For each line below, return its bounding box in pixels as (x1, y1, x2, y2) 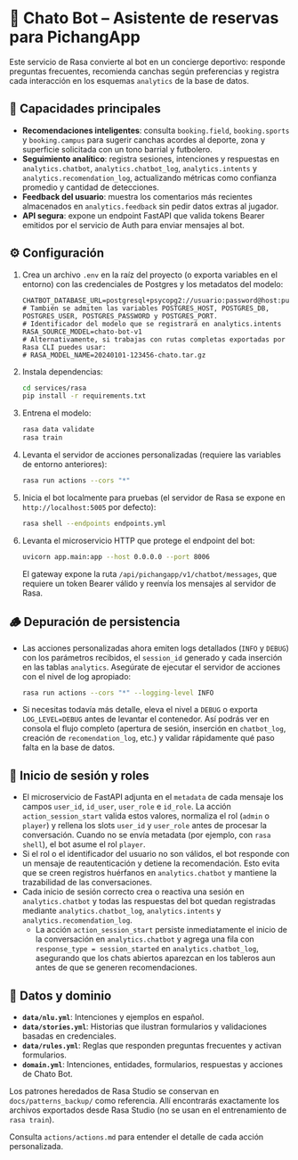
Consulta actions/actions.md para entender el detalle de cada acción (9, 1131, 264, 1142)
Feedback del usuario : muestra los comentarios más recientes (21, 191, 254, 202)
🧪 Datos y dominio (9, 988, 112, 1003)
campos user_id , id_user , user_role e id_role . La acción (21, 802, 231, 812)
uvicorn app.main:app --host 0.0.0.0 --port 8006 (21, 552, 211, 561)
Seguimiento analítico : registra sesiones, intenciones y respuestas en (21, 153, 280, 164)
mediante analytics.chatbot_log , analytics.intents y (21, 905, 221, 917)
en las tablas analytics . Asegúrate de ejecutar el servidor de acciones (21, 662, 281, 672)
